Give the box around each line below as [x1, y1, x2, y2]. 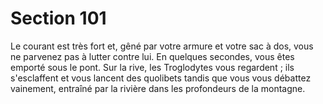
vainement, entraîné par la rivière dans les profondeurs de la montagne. [10, 82, 306, 94]
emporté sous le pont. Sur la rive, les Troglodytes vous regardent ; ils [10, 61, 295, 73]
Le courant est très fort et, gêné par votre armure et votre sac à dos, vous [10, 40, 314, 52]
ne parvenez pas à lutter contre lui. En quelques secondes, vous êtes [10, 50, 295, 62]
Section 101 [10, 7, 107, 30]
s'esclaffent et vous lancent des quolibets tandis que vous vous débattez [10, 72, 312, 84]
